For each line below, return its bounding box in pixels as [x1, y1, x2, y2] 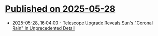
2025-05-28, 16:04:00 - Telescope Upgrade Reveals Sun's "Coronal [12, 20, 153, 26]
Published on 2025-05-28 [5, 3, 116, 15]
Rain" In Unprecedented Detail [12, 25, 75, 31]
